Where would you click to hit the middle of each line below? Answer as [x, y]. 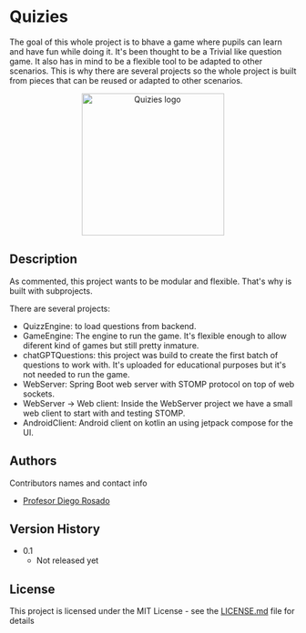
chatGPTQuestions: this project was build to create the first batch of [150, 355]
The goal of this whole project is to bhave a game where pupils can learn [146, 42]
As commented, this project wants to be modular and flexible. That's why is [151, 281]
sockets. [38, 394]
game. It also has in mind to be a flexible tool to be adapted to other [136, 61]
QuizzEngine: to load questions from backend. [109, 326]
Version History [55, 529]
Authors [33, 461]
